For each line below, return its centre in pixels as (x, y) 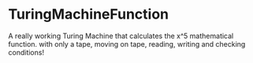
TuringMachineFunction (89, 14)
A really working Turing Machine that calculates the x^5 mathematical (121, 36)
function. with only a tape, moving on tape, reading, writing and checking (127, 44)
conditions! (26, 52)
